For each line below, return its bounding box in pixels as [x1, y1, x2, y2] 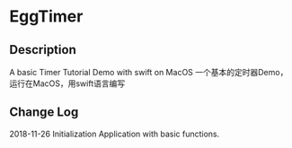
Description [9, 42, 76, 57]
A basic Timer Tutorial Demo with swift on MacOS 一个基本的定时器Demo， [9, 67, 288, 77]
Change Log [9, 105, 79, 120]
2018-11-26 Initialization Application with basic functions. [9, 128, 220, 139]
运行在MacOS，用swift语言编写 [9, 78, 126, 89]
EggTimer [9, 6, 84, 27]
